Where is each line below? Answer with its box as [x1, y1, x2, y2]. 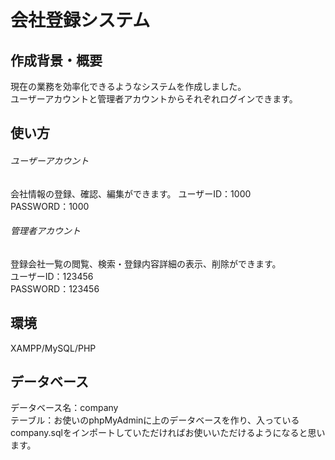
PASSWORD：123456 [10, 282, 100, 295]
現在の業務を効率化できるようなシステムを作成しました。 [10, 81, 247, 92]
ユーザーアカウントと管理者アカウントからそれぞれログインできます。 [10, 93, 298, 105]
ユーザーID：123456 [10, 270, 94, 282]
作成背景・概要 [10, 52, 103, 69]
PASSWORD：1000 [10, 200, 90, 212]
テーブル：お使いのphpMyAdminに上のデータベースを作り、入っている [10, 414, 300, 426]
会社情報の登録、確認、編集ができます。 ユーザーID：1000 [10, 187, 252, 200]
